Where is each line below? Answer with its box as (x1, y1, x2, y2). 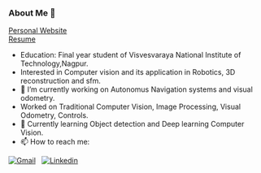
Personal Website (8, 26, 67, 36)
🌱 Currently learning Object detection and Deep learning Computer (20, 119, 245, 129)
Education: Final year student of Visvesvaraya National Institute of (20, 50, 241, 60)
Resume (8, 34, 37, 44)
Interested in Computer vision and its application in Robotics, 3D (20, 67, 236, 77)
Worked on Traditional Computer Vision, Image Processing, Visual (20, 102, 241, 112)
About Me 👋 (8, 7, 56, 19)
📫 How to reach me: (20, 137, 90, 147)
